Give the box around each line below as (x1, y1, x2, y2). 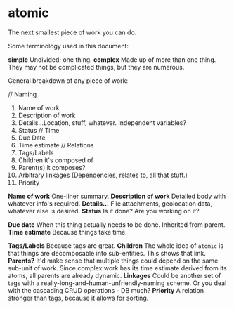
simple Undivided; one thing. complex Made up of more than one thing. (8, 55, 216, 64)
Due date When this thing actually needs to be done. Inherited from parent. (8, 220, 226, 229)
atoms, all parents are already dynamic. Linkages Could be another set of (8, 271, 221, 280)
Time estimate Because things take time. (8, 228, 127, 236)
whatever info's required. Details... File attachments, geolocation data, (8, 199, 213, 208)
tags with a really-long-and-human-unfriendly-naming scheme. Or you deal (8, 279, 227, 287)
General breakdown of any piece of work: (8, 76, 129, 85)
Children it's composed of (18, 156, 93, 164)
